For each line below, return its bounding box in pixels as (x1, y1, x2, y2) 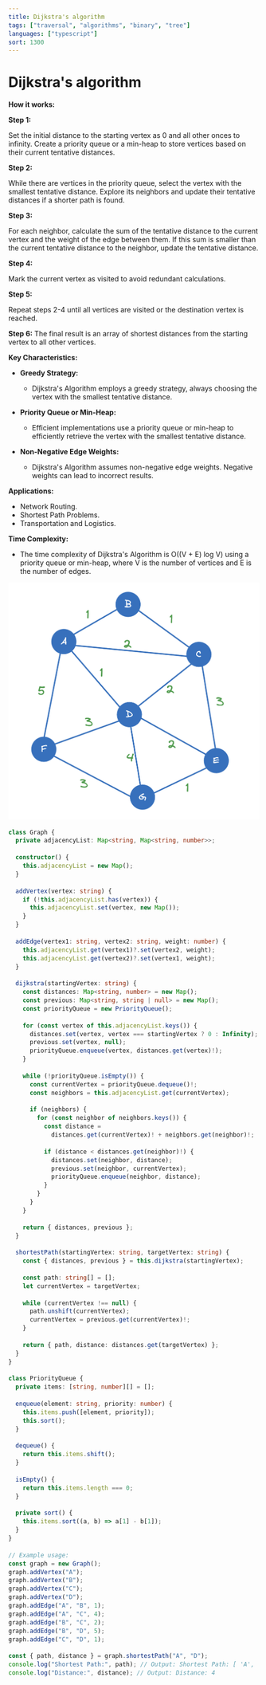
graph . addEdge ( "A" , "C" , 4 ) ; (8, 1610, 105, 1618)
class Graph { (8, 828, 56, 836)
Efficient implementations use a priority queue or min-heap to (31, 423, 234, 433)
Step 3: (8, 211, 33, 221)
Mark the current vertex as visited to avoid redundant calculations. (8, 274, 226, 284)
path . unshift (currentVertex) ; (29, 1307, 130, 1315)
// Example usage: (8, 1551, 69, 1559)
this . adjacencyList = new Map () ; (22, 862, 134, 870)
